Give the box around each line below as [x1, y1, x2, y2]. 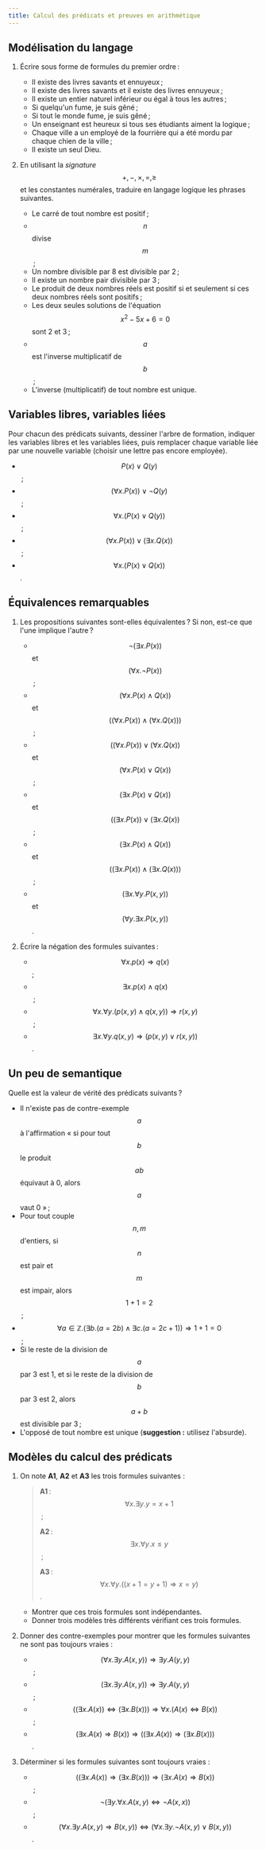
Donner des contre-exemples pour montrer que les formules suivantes [19, 1631, 251, 1640]
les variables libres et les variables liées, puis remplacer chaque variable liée [8, 437, 259, 447]
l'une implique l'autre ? [19, 625, 94, 635]
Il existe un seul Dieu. [31, 145, 102, 155]
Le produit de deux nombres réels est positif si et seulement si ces [31, 283, 249, 294]
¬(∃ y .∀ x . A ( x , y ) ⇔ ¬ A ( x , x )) [99, 1798, 191, 1807]
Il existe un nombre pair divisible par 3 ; [31, 276, 160, 285]
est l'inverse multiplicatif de [31, 352, 122, 361]
